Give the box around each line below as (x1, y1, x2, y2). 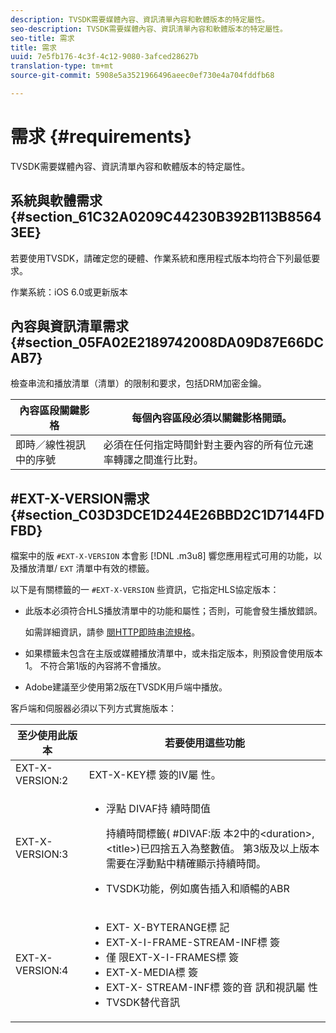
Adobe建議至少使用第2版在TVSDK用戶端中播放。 (24, 681, 228, 693)
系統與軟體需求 (10, 192, 103, 210)
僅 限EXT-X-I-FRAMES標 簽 (106, 951, 240, 965)
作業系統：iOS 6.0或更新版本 (10, 286, 128, 298)
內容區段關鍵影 (19, 404, 90, 418)
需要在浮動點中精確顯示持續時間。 (106, 857, 267, 871)
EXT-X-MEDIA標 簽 (106, 966, 198, 980)
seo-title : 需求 (10, 33, 75, 43)
